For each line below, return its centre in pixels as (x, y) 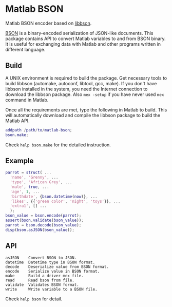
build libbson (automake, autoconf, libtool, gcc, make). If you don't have (81, 83)
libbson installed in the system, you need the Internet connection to (77, 89)
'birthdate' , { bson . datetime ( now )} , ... (54, 196)
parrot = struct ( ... (28, 172)
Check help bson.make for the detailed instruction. (58, 145)
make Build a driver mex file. (44, 276)
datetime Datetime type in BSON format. (50, 262)
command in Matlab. (27, 100)
